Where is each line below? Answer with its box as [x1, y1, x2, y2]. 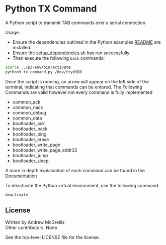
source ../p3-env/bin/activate [5, 65, 71, 70]
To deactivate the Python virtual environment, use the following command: [5, 182, 159, 188]
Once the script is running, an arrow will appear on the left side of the [5, 78, 149, 84]
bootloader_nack [12, 126, 48, 132]
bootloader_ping [12, 131, 47, 137]
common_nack [12, 104, 44, 110]
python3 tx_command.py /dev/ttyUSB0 [5, 69, 82, 74]
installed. [12, 44, 32, 50]
